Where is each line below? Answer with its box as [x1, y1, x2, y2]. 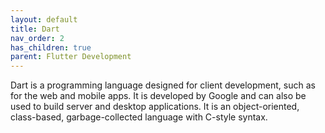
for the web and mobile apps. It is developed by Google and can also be [10, 90, 307, 102]
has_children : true [10, 42, 92, 53]
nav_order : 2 [10, 33, 65, 43]
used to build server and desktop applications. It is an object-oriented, [10, 101, 300, 113]
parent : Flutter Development [10, 52, 132, 62]
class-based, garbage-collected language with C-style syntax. [10, 111, 268, 123]
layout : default [10, 14, 78, 25]
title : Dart [10, 24, 60, 34]
